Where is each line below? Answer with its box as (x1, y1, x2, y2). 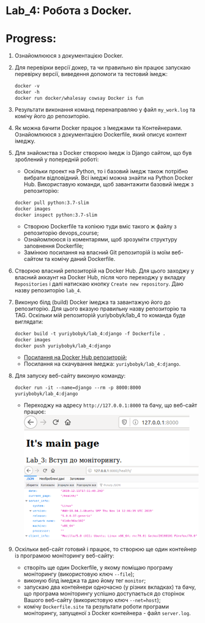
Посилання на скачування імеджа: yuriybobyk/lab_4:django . (23, 360, 181, 368)
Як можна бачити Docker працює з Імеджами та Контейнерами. (14, 124, 183, 132)
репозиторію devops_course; (23, 229, 99, 236)
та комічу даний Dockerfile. (44, 255, 116, 263)
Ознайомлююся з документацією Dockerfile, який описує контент (14, 131, 187, 138)
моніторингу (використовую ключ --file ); (23, 570, 135, 578)
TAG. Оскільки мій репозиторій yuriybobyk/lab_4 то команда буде (14, 312, 186, 319)
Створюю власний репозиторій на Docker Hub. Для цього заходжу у (14, 267, 194, 274)
